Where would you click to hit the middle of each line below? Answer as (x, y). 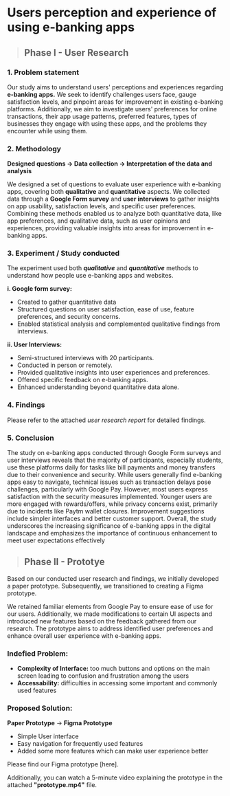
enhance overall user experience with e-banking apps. (84, 635)
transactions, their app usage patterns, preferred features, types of (102, 116)
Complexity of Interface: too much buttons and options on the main (114, 669)
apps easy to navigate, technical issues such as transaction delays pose (109, 482)
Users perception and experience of (112, 13)
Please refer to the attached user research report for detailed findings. (106, 420)
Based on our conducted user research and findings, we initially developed (113, 578)
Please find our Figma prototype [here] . (63, 764)
